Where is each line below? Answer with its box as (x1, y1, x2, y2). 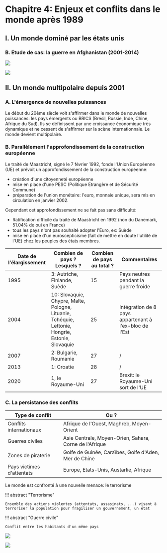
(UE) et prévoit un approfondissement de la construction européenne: (5, 166, 148, 173)
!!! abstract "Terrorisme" (5, 492, 55, 498)
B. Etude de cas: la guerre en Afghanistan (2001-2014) (5, 49, 139, 56)
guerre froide (119, 283, 151, 290)
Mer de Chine (63, 455, 95, 462)
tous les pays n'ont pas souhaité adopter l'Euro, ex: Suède (12, 227, 132, 233)
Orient (63, 426, 78, 433)
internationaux (7, 426, 41, 433)
